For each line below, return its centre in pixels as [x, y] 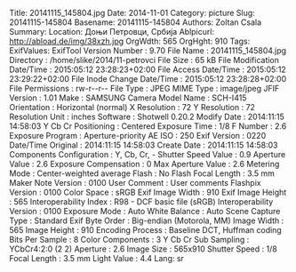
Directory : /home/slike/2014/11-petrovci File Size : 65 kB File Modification [144, 60]
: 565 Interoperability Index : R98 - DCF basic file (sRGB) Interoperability [141, 202]
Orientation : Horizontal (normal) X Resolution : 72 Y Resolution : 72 [132, 107]
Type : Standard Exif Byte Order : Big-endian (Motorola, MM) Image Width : [147, 220]
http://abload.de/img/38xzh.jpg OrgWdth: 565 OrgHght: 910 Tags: [130, 41]
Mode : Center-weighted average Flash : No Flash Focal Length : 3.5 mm [142, 173]
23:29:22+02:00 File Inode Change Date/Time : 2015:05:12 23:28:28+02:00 [148, 79]
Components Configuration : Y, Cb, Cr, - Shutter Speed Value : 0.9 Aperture [148, 154]
